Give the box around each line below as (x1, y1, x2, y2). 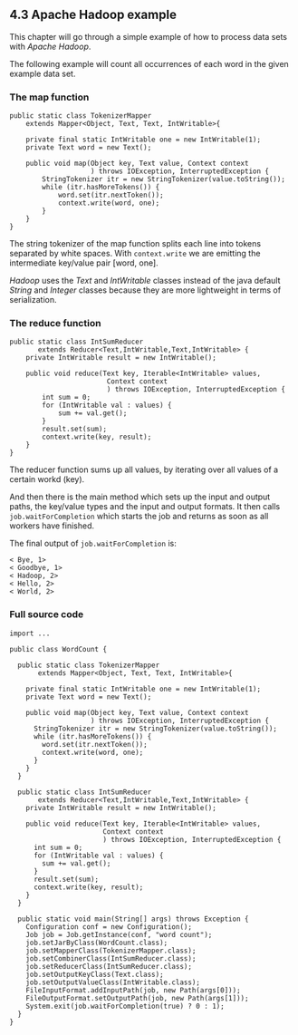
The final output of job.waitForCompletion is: (9, 538, 177, 549)
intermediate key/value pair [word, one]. (9, 257, 159, 268)
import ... (9, 629, 51, 638)
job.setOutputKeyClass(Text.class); (25, 970, 165, 979)
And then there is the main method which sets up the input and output (9, 491, 271, 502)
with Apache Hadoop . (9, 41, 91, 52)
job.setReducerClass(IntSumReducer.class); (25, 962, 193, 971)
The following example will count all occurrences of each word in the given (9, 58, 290, 69)
